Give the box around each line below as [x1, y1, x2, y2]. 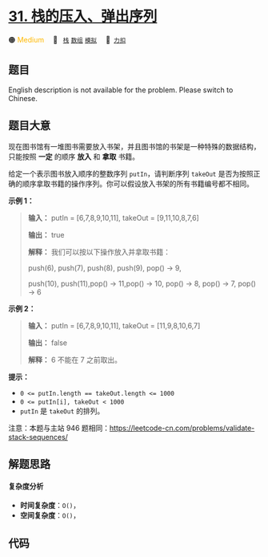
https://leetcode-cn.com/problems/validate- [109, 423, 255, 433]
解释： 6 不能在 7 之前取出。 [27, 355, 122, 364]
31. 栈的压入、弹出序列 [8, 7, 158, 26]
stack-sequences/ [8, 432, 68, 441]
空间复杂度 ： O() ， [19, 510, 81, 520]
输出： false [27, 338, 68, 348]
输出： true [27, 230, 66, 239]
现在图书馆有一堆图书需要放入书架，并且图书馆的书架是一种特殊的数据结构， [8, 141, 261, 151]
